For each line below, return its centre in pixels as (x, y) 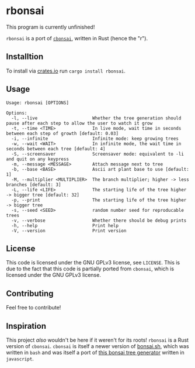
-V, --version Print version (69, 231)
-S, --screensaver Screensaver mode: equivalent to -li (97, 154)
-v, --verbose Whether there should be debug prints (99, 221)
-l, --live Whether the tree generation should (96, 118)
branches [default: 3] (34, 185)
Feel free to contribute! (34, 308)
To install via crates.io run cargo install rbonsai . (66, 71)
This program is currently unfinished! (51, 27)
